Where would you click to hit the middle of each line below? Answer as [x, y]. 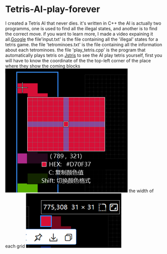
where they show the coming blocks [43, 66]
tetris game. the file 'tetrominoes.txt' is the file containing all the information [84, 44]
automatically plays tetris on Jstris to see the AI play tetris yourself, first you [84, 55]
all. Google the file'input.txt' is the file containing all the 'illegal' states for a [82, 39]
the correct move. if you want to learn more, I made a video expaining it [79, 34]
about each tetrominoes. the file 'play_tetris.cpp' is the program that [75, 50]
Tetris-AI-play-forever [53, 9]
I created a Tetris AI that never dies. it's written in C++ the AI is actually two [83, 23]
